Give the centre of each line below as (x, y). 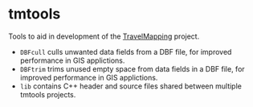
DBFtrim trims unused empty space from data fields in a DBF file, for (132, 68)
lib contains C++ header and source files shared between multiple (131, 86)
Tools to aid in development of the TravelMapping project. (104, 36)
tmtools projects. (48, 94)
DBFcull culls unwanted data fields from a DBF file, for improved (126, 51)
